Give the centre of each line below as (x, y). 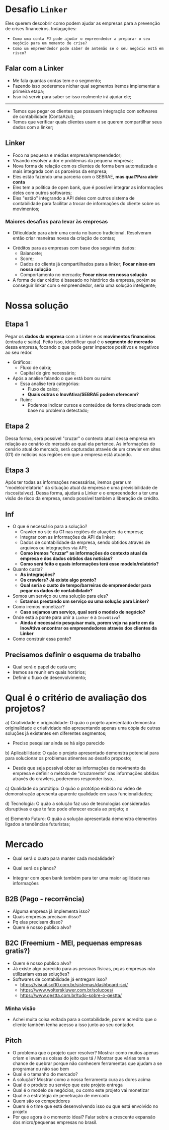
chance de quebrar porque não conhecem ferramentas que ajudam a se (87, 1063)
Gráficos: (22, 362)
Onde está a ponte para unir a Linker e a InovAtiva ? (66, 617)
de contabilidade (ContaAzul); (44, 116)
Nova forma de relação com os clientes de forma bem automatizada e (85, 166)
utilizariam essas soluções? (41, 974)
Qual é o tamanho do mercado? (45, 1074)
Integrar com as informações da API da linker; (67, 537)
